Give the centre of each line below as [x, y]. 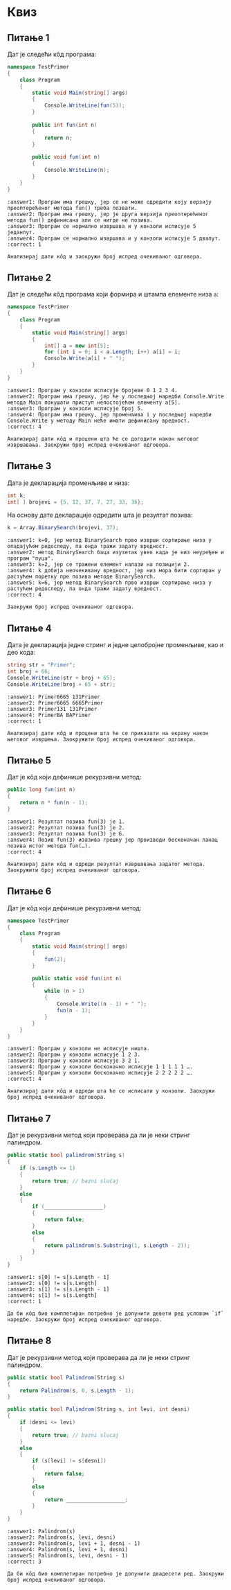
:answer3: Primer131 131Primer [52, 709]
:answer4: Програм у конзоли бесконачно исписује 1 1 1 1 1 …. [100, 1067]
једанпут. [21, 232]
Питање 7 [29, 1119]
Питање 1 [28, 38]
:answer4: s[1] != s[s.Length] [52, 1296]
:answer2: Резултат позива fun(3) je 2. [66, 828]
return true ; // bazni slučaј [75, 1181]
